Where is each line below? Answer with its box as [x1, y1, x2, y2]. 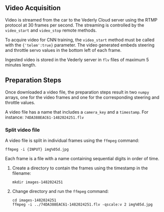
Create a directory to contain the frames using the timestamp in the [12, 165, 148, 171]
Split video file [5, 126, 40, 133]
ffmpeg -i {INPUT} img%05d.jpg [5, 147, 69, 152]
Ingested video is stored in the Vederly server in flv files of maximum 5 [5, 56, 149, 63]
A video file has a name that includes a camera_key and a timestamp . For [5, 109, 148, 115]
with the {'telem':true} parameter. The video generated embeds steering [5, 42, 155, 48]
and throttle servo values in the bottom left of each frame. [5, 47, 121, 53]
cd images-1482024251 [12, 198, 56, 203]
